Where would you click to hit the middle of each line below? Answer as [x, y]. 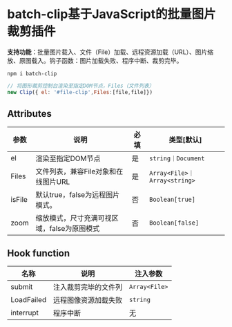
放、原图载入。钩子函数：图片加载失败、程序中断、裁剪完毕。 [95, 60]
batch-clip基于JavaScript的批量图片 [112, 14]
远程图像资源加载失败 [88, 300]
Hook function [39, 253]
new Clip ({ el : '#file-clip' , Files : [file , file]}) [80, 92]
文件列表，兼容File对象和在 [79, 171]
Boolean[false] [174, 223]
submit [22, 287]
